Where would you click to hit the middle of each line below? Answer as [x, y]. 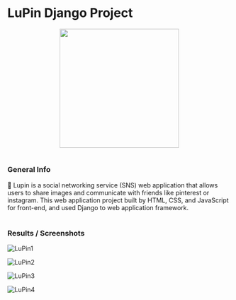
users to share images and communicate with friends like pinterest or [108, 192]
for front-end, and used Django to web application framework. [98, 207]
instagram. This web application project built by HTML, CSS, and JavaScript [118, 200]
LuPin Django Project [70, 13]
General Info [29, 170]
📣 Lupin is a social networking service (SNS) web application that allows [113, 185]
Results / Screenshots [46, 233]
